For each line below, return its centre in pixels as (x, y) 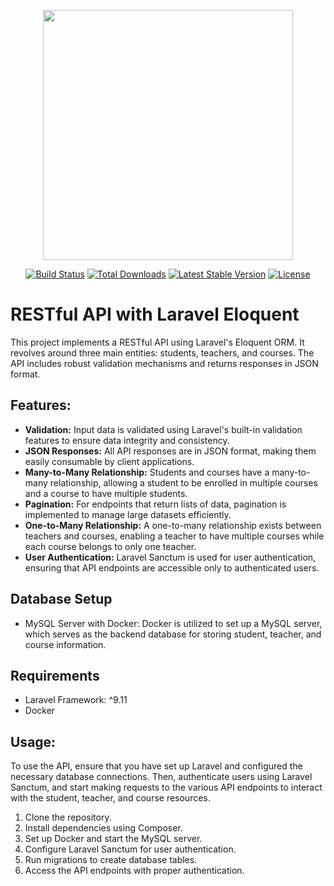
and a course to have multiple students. (106, 493)
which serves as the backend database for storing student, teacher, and (173, 634)
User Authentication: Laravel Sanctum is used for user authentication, (170, 557)
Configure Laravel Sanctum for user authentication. (130, 849)
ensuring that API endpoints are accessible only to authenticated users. (172, 567)
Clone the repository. (68, 817)
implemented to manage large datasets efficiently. (128, 514)
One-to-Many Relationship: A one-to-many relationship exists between (173, 525)
